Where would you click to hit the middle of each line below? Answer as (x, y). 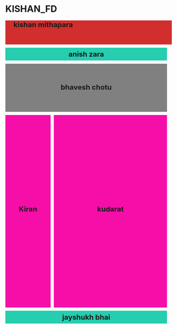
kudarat (111, 209)
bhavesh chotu (86, 87)
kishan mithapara (43, 24)
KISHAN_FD (31, 9)
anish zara (86, 54)
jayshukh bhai (86, 317)
